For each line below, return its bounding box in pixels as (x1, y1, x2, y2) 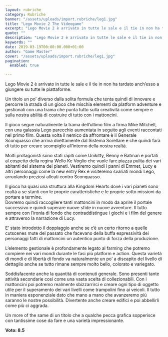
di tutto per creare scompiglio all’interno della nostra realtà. (5, 143, 127, 149)
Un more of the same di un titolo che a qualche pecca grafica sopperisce (5, 313, 156, 319)
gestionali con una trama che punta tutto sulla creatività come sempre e (5, 107, 153, 113)
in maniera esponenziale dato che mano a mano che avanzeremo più (5, 292, 147, 298)
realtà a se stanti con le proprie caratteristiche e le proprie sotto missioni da (5, 189, 161, 195)
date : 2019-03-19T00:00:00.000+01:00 (5, 44, 84, 49)
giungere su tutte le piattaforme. (5, 86, 71, 92)
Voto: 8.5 (5, 328, 25, 334)
